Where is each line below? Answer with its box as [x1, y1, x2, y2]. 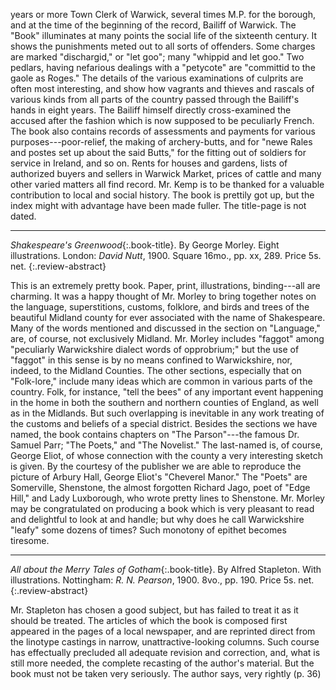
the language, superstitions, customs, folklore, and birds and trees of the [10, 301, 310, 313]
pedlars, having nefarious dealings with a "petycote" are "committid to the [10, 62, 316, 73]
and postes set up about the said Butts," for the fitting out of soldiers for [10, 147, 307, 158]
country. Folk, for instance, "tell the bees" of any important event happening [10, 386, 324, 398]
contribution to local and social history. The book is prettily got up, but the [10, 189, 315, 201]
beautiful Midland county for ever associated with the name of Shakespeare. [10, 312, 326, 323]
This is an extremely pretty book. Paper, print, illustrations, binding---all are [10, 280, 321, 291]
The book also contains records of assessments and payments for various [10, 125, 316, 137]
